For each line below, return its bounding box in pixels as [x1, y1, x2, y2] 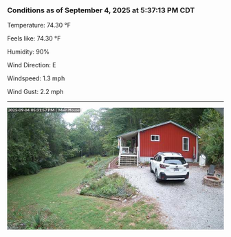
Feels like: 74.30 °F [7, 34, 61, 43]
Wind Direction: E [7, 61, 56, 69]
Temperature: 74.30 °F [7, 21, 71, 30]
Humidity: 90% [7, 47, 50, 56]
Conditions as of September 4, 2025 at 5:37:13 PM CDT [7, 5, 195, 15]
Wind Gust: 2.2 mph [7, 88, 64, 96]
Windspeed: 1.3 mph [7, 74, 65, 82]
